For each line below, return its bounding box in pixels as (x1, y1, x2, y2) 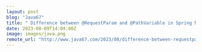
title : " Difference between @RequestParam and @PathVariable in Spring (6, 20, 192, 26)
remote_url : (6, 36, 36, 42)
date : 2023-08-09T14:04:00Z (6, 25, 77, 32)
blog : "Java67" (6, 14, 44, 20)
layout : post (6, 8, 39, 15)
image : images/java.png (6, 31, 66, 37)
